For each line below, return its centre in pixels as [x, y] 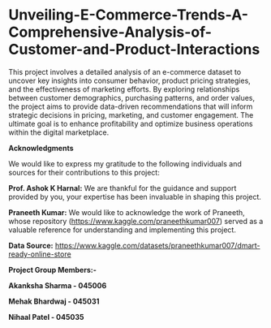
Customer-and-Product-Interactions [134, 50]
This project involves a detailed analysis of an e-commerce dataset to [125, 71]
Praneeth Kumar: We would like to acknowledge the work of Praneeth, [127, 212]
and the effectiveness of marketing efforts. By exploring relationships [124, 89]
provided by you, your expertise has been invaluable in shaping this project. [135, 196]
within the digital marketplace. [59, 132]
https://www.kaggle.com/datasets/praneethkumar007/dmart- [157, 245]
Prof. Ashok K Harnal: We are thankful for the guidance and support [123, 188]
